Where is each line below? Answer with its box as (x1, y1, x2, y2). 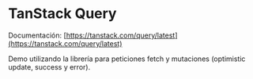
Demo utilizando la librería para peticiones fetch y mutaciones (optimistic (8, 54, 246, 63)
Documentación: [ (8, 31, 67, 40)
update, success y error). (8, 62, 91, 71)
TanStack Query (8, 5, 117, 23)
